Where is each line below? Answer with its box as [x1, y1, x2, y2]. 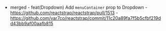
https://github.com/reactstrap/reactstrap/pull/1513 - [10, 10, 118, 16]
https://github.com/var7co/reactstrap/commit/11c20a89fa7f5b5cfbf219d [10, 15, 161, 21]
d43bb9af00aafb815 [10, 20, 53, 26]
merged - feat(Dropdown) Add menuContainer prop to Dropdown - [10, 5, 148, 10]
